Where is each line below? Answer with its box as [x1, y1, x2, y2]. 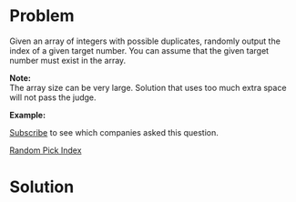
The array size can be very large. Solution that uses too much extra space [9, 82, 287, 93]
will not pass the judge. [9, 92, 97, 103]
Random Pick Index [9, 145, 82, 156]
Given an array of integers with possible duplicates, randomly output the [9, 35, 281, 46]
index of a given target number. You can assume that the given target [9, 45, 270, 56]
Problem [9, 5, 75, 26]
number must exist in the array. [9, 55, 127, 66]
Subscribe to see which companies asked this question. [9, 126, 219, 137]
